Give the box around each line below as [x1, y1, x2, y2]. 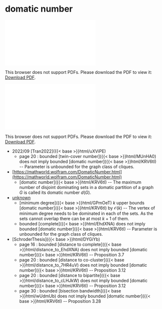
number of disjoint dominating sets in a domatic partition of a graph [19, 184, 154, 190]
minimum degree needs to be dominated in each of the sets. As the [19, 210, 153, 216]
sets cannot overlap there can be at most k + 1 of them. [19, 215, 129, 222]
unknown [12, 194, 31, 200]
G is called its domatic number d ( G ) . [19, 189, 91, 195]
